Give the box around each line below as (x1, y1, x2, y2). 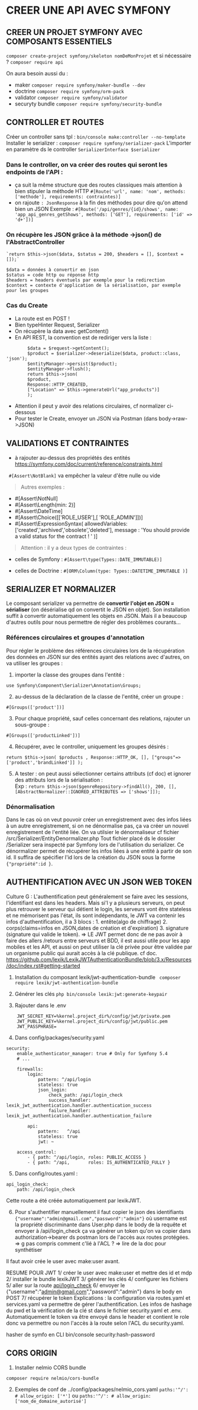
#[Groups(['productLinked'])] (6, 732, 81, 738)
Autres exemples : (20, 483, 65, 491)
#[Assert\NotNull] (14, 495, 58, 502)
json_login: (37, 1087, 67, 1093)
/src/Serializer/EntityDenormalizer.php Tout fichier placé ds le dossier (6, 835, 176, 842)
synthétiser (14, 1246, 43, 1253)
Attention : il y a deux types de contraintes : (20, 544, 127, 551)
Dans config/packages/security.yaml (14, 1034, 105, 1041)
